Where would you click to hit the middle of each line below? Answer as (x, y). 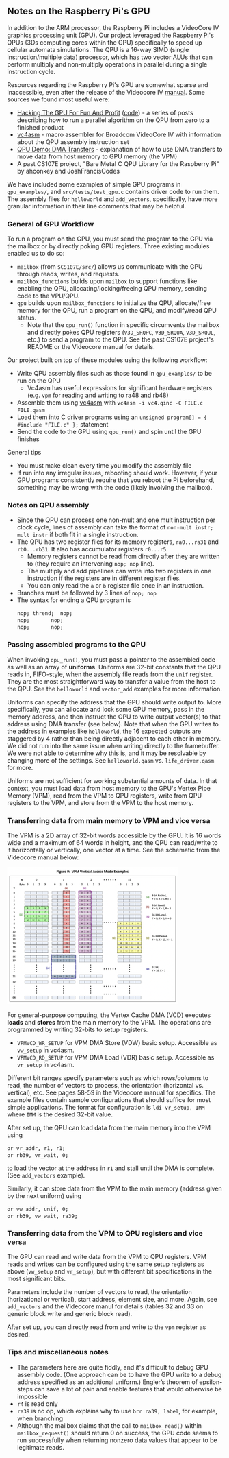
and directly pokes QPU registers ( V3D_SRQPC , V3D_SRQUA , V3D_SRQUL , (121, 333)
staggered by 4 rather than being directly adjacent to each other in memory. (114, 738)
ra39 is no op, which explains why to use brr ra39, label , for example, (117, 1411)
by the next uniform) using (44, 1195)
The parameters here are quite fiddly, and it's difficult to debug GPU (112, 1367)
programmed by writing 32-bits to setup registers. (78, 1029)
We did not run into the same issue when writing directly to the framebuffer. (113, 745)
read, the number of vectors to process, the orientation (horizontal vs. (105, 1085)
